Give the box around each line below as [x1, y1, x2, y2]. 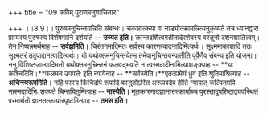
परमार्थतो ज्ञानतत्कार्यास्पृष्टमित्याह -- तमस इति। [8, 96, 129, 105]
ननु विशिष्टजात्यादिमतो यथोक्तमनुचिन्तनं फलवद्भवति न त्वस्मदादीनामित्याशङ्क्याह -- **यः [8, 60, 233, 69]
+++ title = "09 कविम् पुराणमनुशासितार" [8, 8, 120, 17]
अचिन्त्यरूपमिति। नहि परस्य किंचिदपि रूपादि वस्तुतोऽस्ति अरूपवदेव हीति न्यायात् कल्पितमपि [8, 78, 236, 87]
